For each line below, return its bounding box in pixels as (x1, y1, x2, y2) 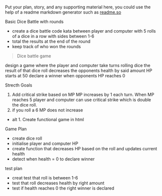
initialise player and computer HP (12, 141, 79, 146)
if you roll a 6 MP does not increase (12, 107, 83, 113)
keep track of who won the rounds (12, 44, 81, 49)
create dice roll (12, 136, 42, 141)
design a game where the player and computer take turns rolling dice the (5, 63, 150, 68)
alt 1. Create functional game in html (12, 117, 84, 122)
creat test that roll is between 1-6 (12, 175, 79, 180)
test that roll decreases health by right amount (12, 180, 105, 186)
